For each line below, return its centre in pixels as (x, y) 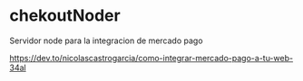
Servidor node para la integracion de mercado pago (106, 40)
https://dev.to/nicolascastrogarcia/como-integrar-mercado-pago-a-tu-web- (151, 58)
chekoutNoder (65, 16)
